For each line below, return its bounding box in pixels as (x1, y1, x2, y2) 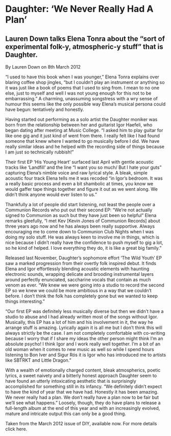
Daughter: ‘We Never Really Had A (5, 3, 154, 15)
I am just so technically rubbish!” (5, 149, 74, 155)
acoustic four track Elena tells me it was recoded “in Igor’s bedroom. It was (5, 175, 163, 181)
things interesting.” (5, 298, 45, 304)
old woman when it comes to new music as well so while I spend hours (5, 346, 154, 352)
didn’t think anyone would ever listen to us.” (5, 191, 97, 198)
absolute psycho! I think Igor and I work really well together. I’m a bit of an (5, 341, 161, 347)
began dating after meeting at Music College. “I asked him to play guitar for (5, 127, 163, 133)
